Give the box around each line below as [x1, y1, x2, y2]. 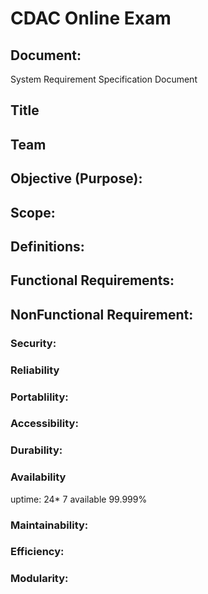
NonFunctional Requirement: [10, 306, 194, 323]
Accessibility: [10, 417, 79, 431]
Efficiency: [10, 545, 65, 559]
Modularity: [10, 572, 69, 586]
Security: [10, 336, 57, 350]
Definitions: [10, 238, 85, 255]
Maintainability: [10, 518, 89, 532]
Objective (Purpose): [10, 170, 143, 187]
